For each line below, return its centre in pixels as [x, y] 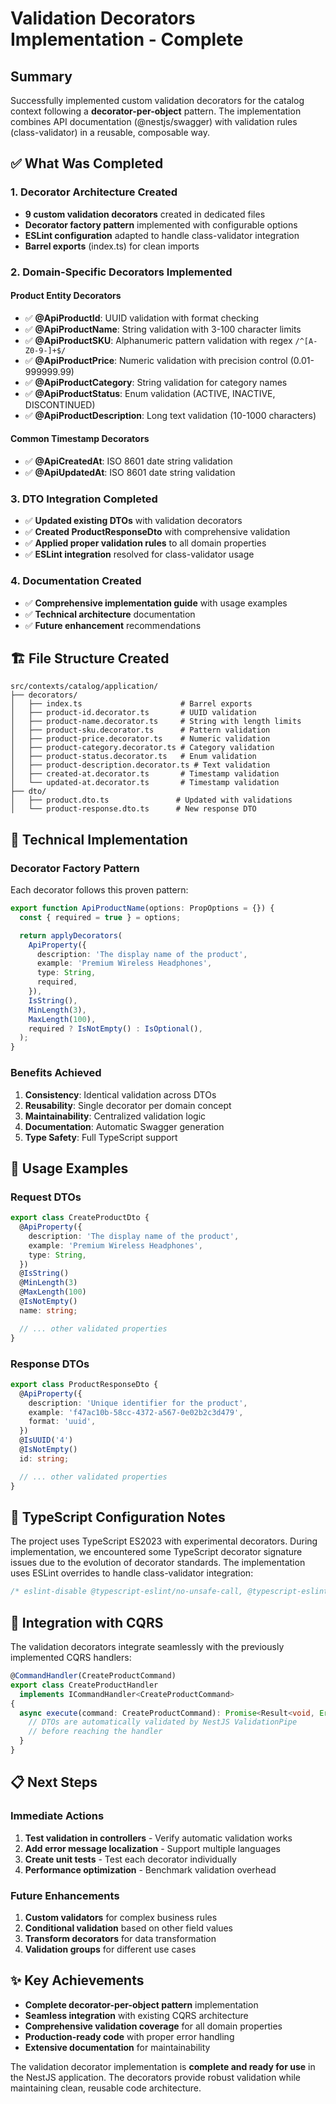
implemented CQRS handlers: [71, 1658]
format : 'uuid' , [62, 1422]
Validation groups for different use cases [110, 1949]
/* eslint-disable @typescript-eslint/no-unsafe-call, [127, 1592]
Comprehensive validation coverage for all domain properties [153, 2026]
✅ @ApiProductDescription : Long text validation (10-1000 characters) [170, 415]
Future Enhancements [65, 1895]
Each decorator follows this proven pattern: [99, 890]
